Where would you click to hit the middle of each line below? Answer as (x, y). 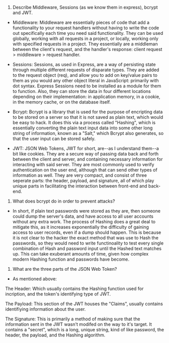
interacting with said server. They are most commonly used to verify (83, 164)
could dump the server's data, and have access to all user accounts (83, 216)
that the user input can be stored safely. (54, 139)
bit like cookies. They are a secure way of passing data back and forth (86, 154)
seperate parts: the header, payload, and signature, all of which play (83, 181)
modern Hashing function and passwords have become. (71, 259)
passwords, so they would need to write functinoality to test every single (88, 243)
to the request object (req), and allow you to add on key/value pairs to (85, 75)
